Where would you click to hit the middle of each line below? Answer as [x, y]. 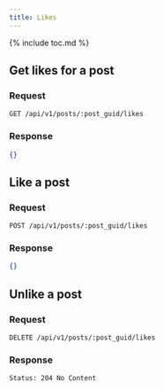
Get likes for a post [62, 70]
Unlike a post [45, 294]
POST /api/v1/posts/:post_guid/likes [78, 226]
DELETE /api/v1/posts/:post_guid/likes [82, 338]
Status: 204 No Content [53, 378]
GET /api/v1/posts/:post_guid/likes [76, 114]
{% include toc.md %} [49, 43]
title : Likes [33, 17]
